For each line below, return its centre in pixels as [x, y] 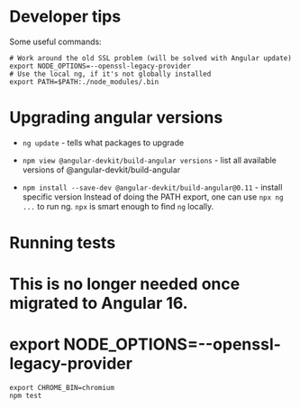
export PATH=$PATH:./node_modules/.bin [84, 82]
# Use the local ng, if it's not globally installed [110, 74]
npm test [26, 396]
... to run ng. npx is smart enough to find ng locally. [118, 206]
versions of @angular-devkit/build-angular [101, 170]
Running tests [63, 243]
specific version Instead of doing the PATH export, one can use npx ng [153, 197]
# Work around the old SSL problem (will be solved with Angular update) [151, 58]
